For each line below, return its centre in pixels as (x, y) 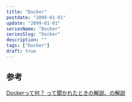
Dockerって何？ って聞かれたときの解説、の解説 (66, 93)
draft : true (21, 51)
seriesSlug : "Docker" (33, 34)
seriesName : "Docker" (33, 29)
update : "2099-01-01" (33, 23)
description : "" (27, 40)
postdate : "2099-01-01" (36, 18)
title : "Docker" (27, 12)
